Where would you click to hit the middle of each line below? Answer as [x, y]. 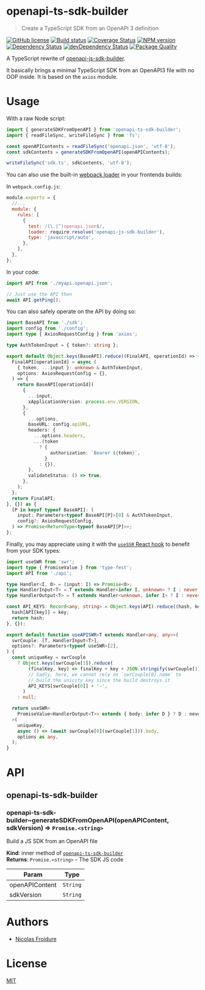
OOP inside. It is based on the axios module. [62, 76]
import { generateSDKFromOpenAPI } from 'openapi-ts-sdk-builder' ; [94, 130]
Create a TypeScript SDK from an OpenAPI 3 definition [90, 28]
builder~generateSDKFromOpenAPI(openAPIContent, [88, 820]
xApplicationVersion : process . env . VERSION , [84, 402]
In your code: [23, 272]
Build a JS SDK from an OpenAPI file [52, 841]
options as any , [38, 737]
